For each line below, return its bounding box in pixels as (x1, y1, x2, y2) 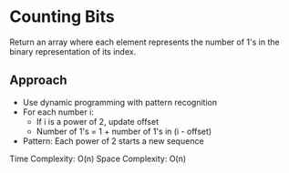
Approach (9, 73, 67, 88)
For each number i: (22, 107, 94, 117)
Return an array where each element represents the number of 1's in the (9, 36, 280, 47)
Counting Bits (9, 6, 116, 27)
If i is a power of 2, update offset (36, 116, 160, 127)
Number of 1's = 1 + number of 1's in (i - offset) (36, 126, 212, 137)
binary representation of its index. (9, 46, 137, 56)
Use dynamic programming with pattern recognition (22, 97, 217, 107)
